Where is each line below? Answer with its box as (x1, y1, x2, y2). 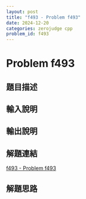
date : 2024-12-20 (6, 20, 49, 26)
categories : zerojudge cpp (6, 25, 73, 32)
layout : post (6, 8, 39, 15)
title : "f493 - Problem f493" (6, 14, 81, 20)
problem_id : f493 (6, 31, 49, 37)
